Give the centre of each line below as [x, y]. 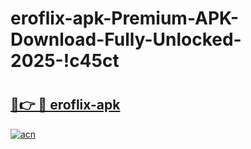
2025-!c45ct [65, 61]
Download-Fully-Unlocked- [126, 39]
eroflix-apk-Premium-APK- [125, 18]
